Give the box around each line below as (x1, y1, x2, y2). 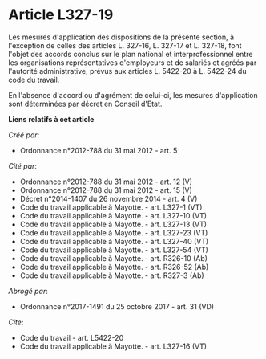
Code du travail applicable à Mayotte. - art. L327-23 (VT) (19, 227, 208, 238)
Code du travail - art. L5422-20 (19, 332, 124, 342)
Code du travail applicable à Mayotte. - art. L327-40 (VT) (19, 236, 209, 246)
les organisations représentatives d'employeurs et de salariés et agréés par (8, 58, 257, 67)
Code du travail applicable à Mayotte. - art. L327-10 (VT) (19, 210, 207, 220)
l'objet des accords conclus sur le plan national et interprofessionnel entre (8, 49, 253, 59)
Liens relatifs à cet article (8, 114, 95, 124)
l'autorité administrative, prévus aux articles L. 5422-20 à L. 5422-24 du (8, 66, 247, 75)
